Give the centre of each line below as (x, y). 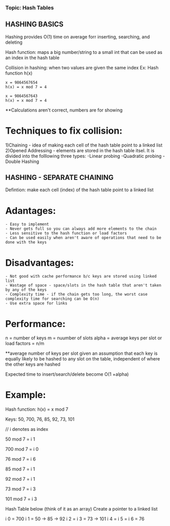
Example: (26, 395)
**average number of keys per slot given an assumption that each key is (81, 353)
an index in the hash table (33, 58)
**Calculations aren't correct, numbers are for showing (64, 110)
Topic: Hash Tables (30, 8)
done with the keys (26, 242)
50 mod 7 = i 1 (20, 439)
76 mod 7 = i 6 (20, 459)
